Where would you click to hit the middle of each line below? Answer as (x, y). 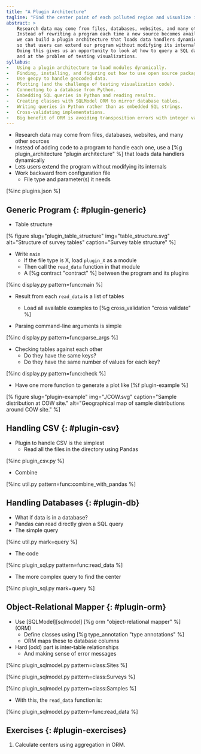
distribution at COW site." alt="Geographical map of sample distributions (96, 403)
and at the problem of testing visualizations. (77, 56)
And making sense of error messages (70, 653)
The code (27, 553)
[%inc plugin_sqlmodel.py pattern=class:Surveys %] (71, 677)
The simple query (36, 530)
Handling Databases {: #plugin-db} (73, 503)
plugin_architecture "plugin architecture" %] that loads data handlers (100, 154)
